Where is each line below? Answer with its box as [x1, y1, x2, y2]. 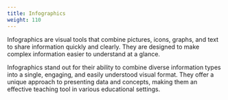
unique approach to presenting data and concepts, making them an [7, 77, 198, 86]
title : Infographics [7, 10, 67, 17]
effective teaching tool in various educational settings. [7, 85, 161, 93]
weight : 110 [7, 16, 41, 23]
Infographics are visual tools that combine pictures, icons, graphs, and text [7, 35, 218, 43]
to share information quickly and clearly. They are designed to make [7, 42, 200, 51]
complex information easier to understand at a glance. [7, 49, 160, 58]
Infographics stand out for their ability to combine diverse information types [7, 63, 221, 71]
